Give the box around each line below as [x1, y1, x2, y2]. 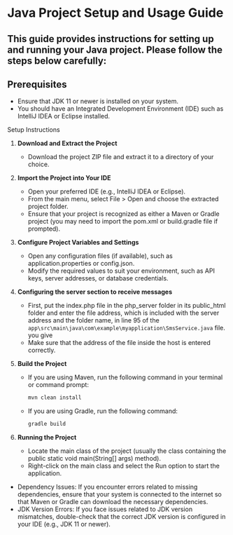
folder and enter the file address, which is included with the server [27, 309, 220, 317]
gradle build [27, 421, 66, 428]
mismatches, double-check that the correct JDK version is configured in [17, 513, 226, 521]
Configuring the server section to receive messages [17, 287, 173, 296]
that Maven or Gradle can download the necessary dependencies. [17, 498, 209, 506]
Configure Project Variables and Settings [17, 238, 139, 247]
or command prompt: [27, 381, 90, 389]
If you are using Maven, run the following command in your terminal [27, 373, 223, 381]
